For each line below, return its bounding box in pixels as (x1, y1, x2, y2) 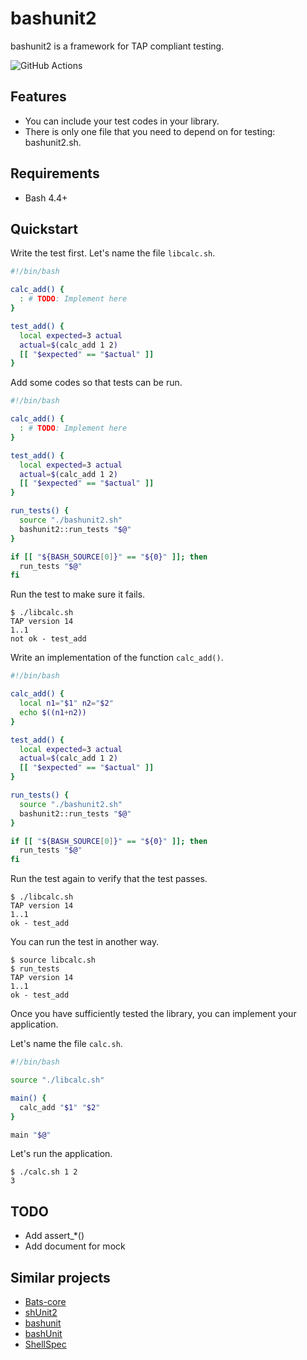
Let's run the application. (10, 1148, 113, 1160)
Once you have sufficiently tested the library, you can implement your (10, 1008, 297, 1020)
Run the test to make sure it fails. (10, 588, 146, 601)
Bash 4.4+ (24, 192, 68, 204)
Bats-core (24, 1296, 67, 1307)
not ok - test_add (10, 634, 87, 644)
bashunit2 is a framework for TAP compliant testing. (10, 40, 225, 52)
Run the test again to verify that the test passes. (10, 873, 208, 885)
